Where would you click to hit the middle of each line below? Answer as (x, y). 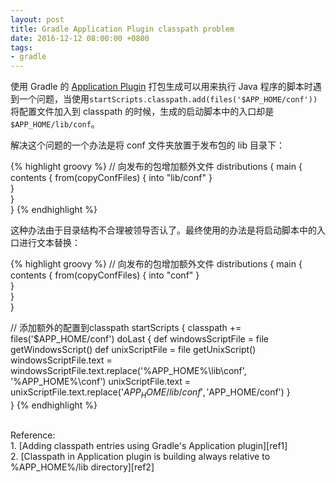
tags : (21, 47)
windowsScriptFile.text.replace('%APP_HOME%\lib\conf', (128, 371)
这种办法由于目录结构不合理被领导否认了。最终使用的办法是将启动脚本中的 (163, 230)
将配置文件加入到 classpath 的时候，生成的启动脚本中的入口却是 (142, 112)
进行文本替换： (49, 243)
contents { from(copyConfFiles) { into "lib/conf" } (111, 178)
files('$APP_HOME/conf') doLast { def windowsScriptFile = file (139, 339)
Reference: (33, 435)
